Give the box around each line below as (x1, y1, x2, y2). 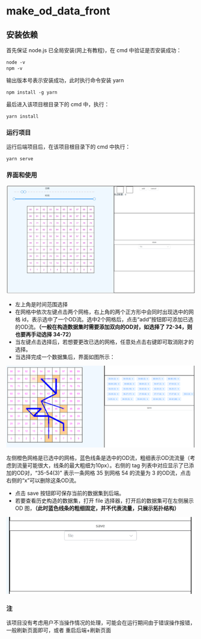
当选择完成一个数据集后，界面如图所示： (14, 353, 115, 361)
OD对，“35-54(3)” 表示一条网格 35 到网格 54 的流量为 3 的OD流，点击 (16, 470, 191, 477)
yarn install (6, 114, 39, 120)
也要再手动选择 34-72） (14, 331, 74, 338)
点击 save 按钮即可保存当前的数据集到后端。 (14, 489, 125, 497)
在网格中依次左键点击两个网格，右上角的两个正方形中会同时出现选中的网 (14, 308, 194, 316)
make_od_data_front (6, 4, 110, 18)
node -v (6, 59, 26, 65)
